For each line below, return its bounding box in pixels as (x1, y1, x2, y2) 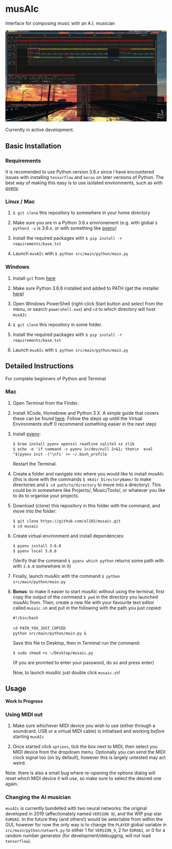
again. (5, 781, 19, 787)
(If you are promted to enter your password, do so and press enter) (12, 659, 155, 665)
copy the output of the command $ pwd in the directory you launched (12, 594, 158, 600)
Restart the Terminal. (12, 461, 57, 467)
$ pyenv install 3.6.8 (12, 543, 61, 549)
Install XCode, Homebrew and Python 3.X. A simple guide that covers (12, 410, 159, 416)
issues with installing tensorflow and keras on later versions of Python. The (5, 174, 164, 181)
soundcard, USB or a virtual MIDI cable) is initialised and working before (12, 728, 165, 734)
